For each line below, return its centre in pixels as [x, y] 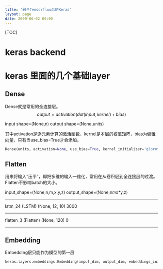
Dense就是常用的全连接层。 [33, 106]
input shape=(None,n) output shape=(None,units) [55, 124]
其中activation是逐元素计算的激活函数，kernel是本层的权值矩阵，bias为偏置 [81, 134]
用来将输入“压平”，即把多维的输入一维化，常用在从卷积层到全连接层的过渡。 [81, 177]
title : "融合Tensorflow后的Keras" [38, 9]
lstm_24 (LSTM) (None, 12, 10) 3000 [41, 206]
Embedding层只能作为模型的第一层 [40, 252]
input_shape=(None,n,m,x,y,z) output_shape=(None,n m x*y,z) [66, 192]
